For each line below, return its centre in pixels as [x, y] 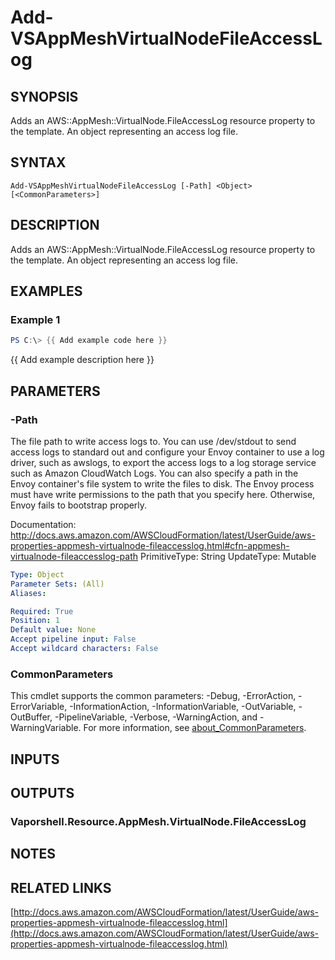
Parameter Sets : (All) [57, 584]
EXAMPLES [46, 291]
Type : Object [37, 574]
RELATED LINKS [61, 887]
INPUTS [35, 759]
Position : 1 [35, 621]
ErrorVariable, [39, 707]
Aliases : [28, 593]
